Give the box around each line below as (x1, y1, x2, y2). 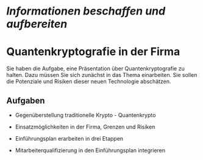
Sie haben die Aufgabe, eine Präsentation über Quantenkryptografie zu (6, 65, 185, 72)
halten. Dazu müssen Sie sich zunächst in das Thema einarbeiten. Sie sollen (6, 72, 198, 79)
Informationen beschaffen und (6, 4, 166, 18)
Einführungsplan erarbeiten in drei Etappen (15, 135, 124, 142)
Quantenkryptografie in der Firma (6, 45, 180, 59)
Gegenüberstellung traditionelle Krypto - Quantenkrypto (15, 111, 156, 119)
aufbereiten (6, 17, 68, 31)
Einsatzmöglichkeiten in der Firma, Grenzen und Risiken (15, 123, 155, 130)
